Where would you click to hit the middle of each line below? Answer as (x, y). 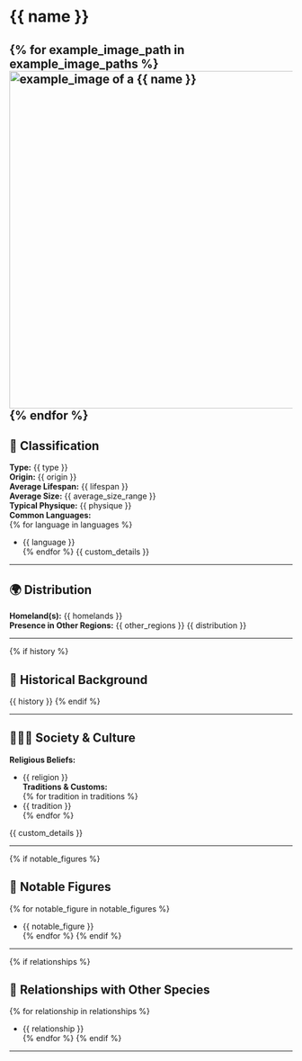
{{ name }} (49, 17)
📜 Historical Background (79, 680)
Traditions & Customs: (65, 787)
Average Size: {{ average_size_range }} (83, 496)
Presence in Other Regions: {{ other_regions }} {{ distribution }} (128, 625)
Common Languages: (50, 516)
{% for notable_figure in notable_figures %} (90, 908)
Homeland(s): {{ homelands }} (66, 616)
